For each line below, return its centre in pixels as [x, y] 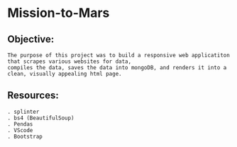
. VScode [20, 130]
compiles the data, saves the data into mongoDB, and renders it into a [117, 68]
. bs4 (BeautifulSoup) [41, 118]
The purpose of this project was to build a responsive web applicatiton [119, 55]
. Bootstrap [25, 136]
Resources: [33, 96]
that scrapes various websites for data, [70, 61]
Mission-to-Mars [59, 13]
